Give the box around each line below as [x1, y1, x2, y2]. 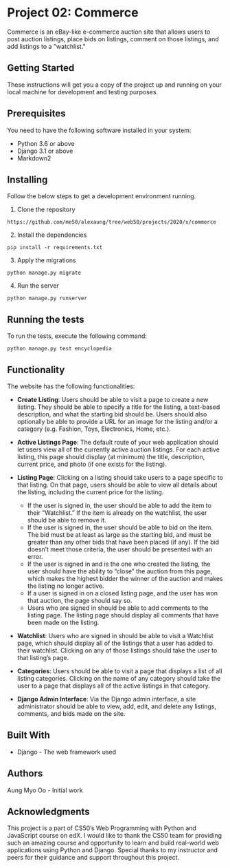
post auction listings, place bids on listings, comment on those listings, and [7, 34, 219, 43]
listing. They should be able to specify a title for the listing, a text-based [16, 403, 220, 411]
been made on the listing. [27, 618, 100, 626]
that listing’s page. [16, 654, 69, 661]
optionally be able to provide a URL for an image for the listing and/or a [16, 418, 218, 425]
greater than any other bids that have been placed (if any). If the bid [27, 538, 220, 546]
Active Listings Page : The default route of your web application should [16, 438, 218, 446]
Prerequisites [7, 108, 66, 120]
